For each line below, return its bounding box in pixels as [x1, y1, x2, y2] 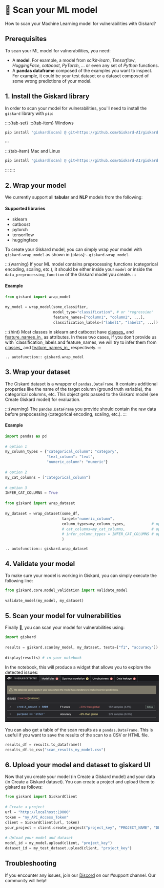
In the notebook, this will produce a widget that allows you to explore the [5, 664, 151, 670]
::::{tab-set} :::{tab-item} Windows [5, 120, 74, 126]
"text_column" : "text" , [46, 454, 95, 459]
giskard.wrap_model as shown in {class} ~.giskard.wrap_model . [5, 252, 130, 258]
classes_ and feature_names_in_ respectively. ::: [5, 344, 102, 350]
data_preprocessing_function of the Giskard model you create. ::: [5, 271, 136, 278]
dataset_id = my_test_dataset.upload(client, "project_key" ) [5, 846, 132, 851]
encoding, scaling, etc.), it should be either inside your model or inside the [5, 266, 153, 272]
